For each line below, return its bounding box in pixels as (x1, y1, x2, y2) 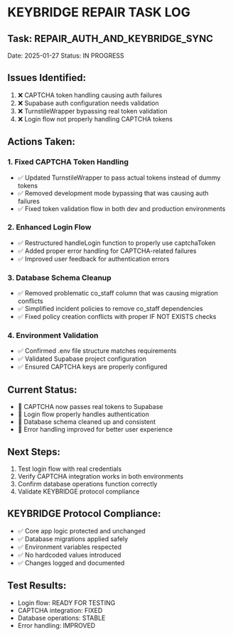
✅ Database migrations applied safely (17, 534, 129, 543)
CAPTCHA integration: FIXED (17, 606, 103, 614)
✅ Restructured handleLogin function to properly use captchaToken (17, 239, 216, 247)
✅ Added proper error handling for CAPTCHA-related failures (17, 246, 197, 255)
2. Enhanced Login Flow (7, 222, 92, 232)
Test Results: (7, 579, 67, 592)
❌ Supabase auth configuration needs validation (17, 99, 160, 107)
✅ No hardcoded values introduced (17, 550, 121, 559)
